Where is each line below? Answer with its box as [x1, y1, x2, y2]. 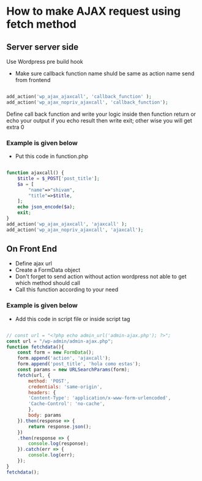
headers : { [28, 389, 56, 396]
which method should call [15, 279, 81, 287]
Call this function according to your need [15, 286, 118, 294]
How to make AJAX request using [6, 4, 181, 18]
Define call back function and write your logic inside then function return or [6, 110, 196, 118]
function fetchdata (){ [6, 344, 64, 350]
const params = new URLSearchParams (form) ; [17, 366, 130, 373]
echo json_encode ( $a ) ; [17, 204, 75, 210]
